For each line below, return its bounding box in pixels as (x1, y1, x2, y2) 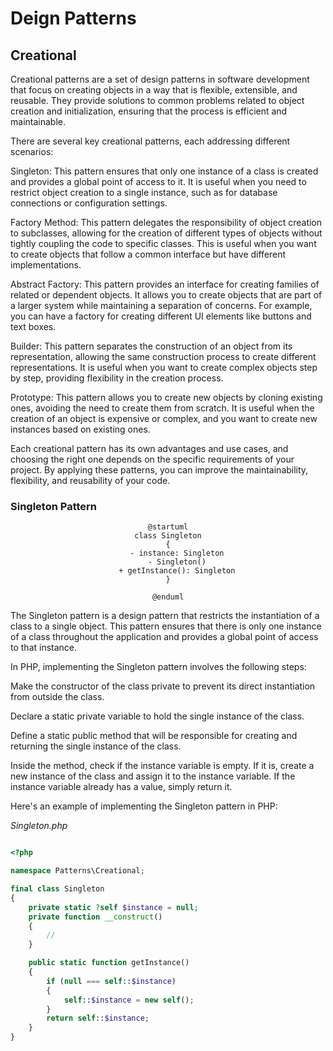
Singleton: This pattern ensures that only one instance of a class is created (10, 165, 319, 177)
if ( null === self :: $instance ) (46, 976, 177, 986)
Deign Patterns (10, 7, 137, 30)
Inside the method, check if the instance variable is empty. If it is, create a (10, 760, 315, 772)
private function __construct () (28, 912, 163, 922)
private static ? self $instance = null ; (28, 902, 199, 912)
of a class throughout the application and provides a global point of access (10, 631, 319, 643)
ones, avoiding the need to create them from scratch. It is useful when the (10, 402, 315, 414)
